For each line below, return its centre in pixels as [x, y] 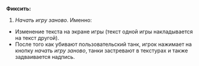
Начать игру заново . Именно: [53, 20]
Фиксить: [19, 9]
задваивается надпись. [45, 57]
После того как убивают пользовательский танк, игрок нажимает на [103, 44]
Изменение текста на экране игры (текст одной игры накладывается [104, 32]
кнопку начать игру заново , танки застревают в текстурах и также [101, 51]
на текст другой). [37, 38]
